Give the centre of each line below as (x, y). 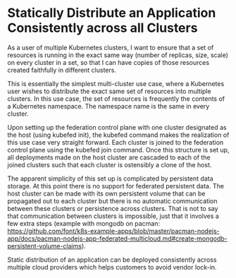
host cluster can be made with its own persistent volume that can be (106, 193)
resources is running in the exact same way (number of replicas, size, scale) (118, 55)
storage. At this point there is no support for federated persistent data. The (116, 186)
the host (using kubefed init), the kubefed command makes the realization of (118, 135)
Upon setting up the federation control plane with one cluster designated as (117, 127)
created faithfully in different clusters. (62, 70)
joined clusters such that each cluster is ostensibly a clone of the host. (110, 164)
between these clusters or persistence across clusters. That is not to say (113, 208)
